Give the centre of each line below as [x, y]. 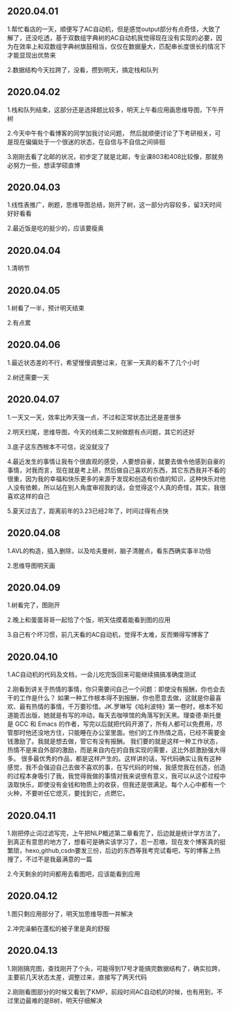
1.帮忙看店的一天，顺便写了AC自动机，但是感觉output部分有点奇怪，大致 [111, 29]
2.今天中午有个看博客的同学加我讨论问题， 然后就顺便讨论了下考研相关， [111, 133]
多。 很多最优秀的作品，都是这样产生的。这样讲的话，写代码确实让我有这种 [114, 758]
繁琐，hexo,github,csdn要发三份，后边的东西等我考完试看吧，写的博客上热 [114, 850]
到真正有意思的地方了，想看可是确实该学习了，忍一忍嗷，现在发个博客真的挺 [116, 842]
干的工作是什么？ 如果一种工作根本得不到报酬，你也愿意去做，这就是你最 [111, 698]
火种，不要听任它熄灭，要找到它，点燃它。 [68, 793]
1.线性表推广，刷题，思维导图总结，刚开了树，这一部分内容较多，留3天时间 [114, 205]
